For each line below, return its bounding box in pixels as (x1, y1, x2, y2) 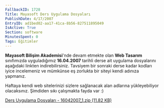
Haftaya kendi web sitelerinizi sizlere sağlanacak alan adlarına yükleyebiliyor (5, 83, 159, 88)
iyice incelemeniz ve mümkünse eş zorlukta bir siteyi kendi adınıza (5, 68, 140, 74)
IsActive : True (5, 25, 36, 30)
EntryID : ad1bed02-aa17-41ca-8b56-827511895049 (5, 21, 104, 26)
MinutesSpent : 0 (5, 35, 38, 40)
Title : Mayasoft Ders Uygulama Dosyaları (5, 12, 91, 17)
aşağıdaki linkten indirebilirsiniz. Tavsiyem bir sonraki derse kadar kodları (5, 63, 152, 68)
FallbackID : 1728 (5, 7, 41, 12)
